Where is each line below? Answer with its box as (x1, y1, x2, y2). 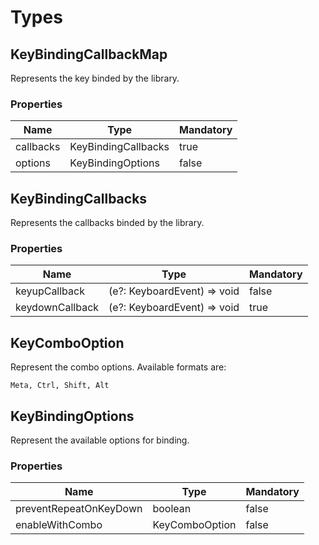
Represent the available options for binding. (10, 434, 190, 446)
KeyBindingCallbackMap (10, 46, 168, 63)
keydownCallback (15, 301, 100, 315)
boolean (152, 502, 192, 516)
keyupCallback (15, 284, 85, 298)
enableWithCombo (15, 518, 103, 532)
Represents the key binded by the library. (10, 72, 180, 84)
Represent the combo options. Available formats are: (10, 361, 227, 373)
